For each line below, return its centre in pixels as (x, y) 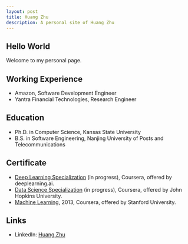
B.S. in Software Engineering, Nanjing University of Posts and (89, 138)
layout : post (22, 11)
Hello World (28, 46)
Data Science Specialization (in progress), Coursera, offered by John (98, 189)
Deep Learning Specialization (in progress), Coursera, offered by (93, 177)
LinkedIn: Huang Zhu (40, 235)
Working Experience (44, 79)
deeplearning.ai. (34, 183)
